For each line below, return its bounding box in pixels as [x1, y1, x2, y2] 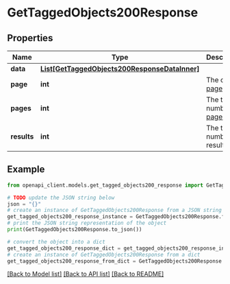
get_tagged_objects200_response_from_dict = [7, 257, 136, 265]
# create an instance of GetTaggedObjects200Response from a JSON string [7, 207, 222, 214]
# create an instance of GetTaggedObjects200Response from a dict [7, 251, 201, 258]
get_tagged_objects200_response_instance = [7, 213, 133, 220]
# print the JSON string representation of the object [7, 220, 167, 227]
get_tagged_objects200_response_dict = [7, 245, 121, 252]
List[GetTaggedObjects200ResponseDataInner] [40, 64, 200, 73]
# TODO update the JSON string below [7, 194, 115, 201]
